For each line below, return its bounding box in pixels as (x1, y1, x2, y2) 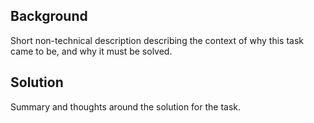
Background (10, 8, 88, 25)
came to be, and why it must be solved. (10, 45, 173, 57)
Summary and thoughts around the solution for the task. (10, 100, 242, 113)
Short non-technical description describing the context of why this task (10, 34, 305, 46)
